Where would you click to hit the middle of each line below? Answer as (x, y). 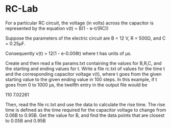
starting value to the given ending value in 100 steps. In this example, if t (81, 79)
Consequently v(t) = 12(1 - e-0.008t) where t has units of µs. (68, 53)
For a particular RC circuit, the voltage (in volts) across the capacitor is (80, 23)
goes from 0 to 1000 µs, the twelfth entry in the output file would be (76, 85)
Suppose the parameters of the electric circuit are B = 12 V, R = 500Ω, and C (86, 38)
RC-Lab (22, 9)
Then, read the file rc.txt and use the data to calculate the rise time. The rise (85, 104)
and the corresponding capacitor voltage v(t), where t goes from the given (83, 74)
